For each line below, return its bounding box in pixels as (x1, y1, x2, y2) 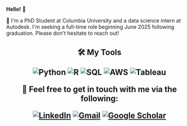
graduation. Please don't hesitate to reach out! (6, 30, 120, 37)
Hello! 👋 (6, 6, 26, 12)
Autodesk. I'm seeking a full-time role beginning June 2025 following (6, 24, 175, 30)
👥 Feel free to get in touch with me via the (21, 85, 178, 95)
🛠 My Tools (77, 47, 122, 57)
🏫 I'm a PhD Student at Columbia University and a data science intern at (6, 17, 181, 24)
